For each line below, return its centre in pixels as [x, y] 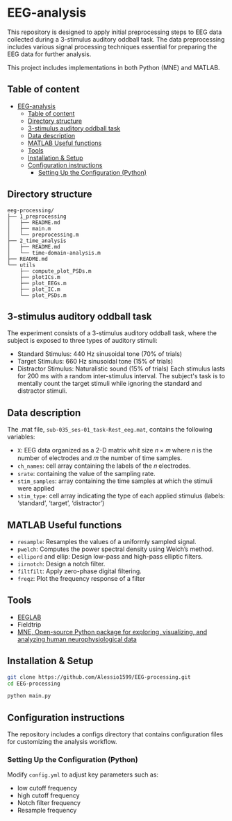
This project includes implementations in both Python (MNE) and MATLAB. [114, 67]
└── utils [22, 265]
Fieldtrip [29, 624]
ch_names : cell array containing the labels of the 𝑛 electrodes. [104, 466]
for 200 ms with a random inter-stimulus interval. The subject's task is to [121, 376]
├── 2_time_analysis [37, 241]
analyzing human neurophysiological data [77, 639]
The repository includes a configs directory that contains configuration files [115, 734]
